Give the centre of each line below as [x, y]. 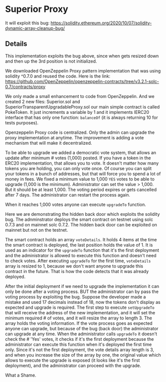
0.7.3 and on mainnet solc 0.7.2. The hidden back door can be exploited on [81, 224]
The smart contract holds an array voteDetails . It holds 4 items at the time [81, 239]
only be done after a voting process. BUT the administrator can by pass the [82, 291]
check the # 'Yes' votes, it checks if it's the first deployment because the [80, 339]
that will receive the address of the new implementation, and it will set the [80, 312]
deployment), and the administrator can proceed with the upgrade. [73, 365]
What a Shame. [21, 375]
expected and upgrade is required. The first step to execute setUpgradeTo [80, 307]
